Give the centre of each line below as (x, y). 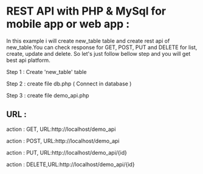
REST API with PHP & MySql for (86, 11)
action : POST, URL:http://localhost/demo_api (63, 141)
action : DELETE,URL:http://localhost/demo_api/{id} (71, 164)
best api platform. (28, 60)
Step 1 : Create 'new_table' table (46, 72)
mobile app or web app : (68, 24)
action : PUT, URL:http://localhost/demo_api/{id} (67, 152)
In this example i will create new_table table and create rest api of (88, 41)
